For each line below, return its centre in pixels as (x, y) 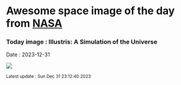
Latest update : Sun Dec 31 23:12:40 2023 (49, 77)
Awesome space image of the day (90, 11)
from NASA (34, 23)
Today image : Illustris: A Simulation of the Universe (82, 42)
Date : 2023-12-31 (28, 55)
